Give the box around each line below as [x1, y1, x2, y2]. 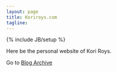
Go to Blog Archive [6, 59, 53, 66]
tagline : [6, 20, 28, 26]
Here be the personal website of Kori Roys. [6, 48, 112, 55]
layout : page [6, 8, 39, 15]
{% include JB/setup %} [6, 36, 66, 43]
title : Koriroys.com [6, 14, 58, 20]
